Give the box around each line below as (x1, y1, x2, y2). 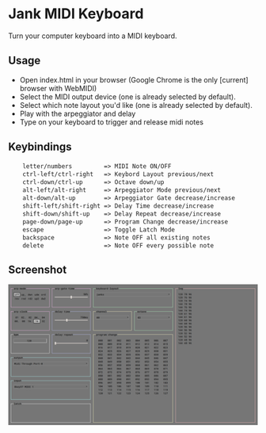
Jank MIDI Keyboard (8, 5, 144, 23)
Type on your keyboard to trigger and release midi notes (19, 117, 204, 127)
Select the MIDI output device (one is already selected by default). (19, 92, 236, 102)
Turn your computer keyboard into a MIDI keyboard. (8, 31, 177, 40)
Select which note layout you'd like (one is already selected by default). (19, 100, 253, 109)
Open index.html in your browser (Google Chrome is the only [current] (19, 75, 249, 84)
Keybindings (8, 140, 73, 154)
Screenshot (8, 262, 67, 276)
